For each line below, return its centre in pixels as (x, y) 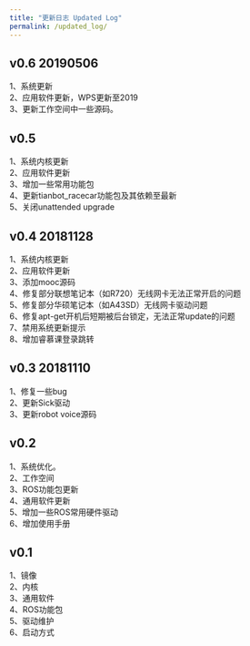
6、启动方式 (32, 632)
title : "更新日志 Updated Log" (66, 18)
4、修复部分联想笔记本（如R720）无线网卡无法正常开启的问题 (125, 293)
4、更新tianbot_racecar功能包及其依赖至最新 (93, 196)
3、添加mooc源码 (42, 282)
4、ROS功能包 (36, 610)
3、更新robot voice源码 (53, 414)
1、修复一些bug (39, 391)
